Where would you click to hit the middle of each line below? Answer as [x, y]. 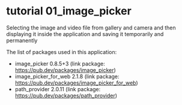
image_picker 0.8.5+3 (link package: [60, 64]
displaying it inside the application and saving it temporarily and [85, 34]
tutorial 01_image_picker [69, 11]
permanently [22, 40]
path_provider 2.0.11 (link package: [58, 89]
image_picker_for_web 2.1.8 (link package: [67, 76]
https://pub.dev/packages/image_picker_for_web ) [76, 83]
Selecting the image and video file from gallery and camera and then [91, 28]
